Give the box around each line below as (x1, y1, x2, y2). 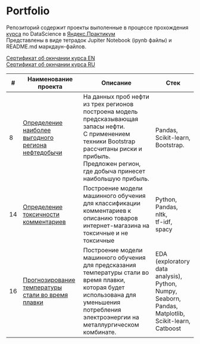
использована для (83, 290, 136, 299)
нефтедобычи (23, 148, 62, 156)
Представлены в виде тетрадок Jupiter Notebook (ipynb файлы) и (6, 36, 172, 44)
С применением (83, 129, 130, 138)
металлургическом (83, 320, 139, 328)
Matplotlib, (155, 309, 185, 317)
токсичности (23, 210, 60, 218)
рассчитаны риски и (83, 144, 143, 153)
